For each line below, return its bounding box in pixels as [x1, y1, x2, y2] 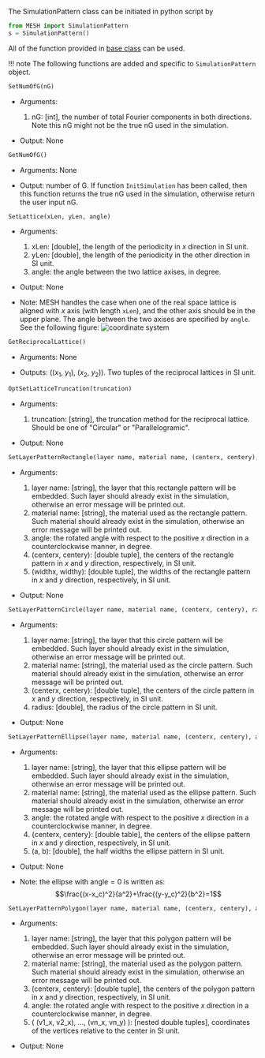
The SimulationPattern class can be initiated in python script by [8, 7, 214, 16]
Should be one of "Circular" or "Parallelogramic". [31, 422, 191, 432]
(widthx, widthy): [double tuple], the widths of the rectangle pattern [31, 566, 251, 576]
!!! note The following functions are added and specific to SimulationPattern [8, 58, 256, 68]
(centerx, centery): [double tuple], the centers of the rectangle [31, 550, 234, 559]
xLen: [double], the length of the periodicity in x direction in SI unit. [31, 242, 249, 252]
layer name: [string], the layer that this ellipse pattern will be [31, 762, 226, 772]
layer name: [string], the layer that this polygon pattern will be [31, 934, 232, 944]
